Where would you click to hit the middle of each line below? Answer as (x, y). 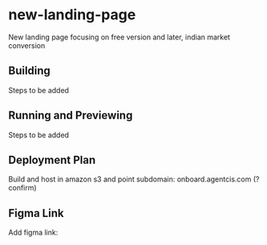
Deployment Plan (52, 159)
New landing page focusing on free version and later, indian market (119, 37)
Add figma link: (33, 233)
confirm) (23, 188)
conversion (27, 45)
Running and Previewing (71, 115)
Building (29, 71)
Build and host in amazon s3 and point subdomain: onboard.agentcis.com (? (134, 179)
